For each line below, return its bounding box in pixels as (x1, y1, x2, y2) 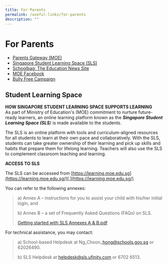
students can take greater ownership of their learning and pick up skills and (5, 140, 161, 146)
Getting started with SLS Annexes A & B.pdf (17, 220, 107, 226)
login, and (17, 200, 38, 206)
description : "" (5, 17, 39, 22)
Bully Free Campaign (12, 76, 56, 82)
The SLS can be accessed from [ (5, 170, 73, 176)
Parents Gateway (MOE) (12, 55, 62, 61)
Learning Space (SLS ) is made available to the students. (5, 120, 121, 126)
